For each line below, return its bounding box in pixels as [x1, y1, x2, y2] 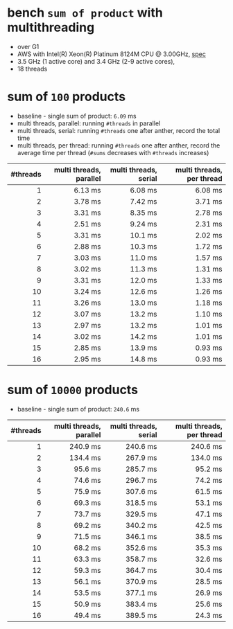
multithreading [7, 19, 95, 35]
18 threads [17, 64, 48, 73]
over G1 [17, 42, 40, 51]
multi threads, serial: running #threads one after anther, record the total [17, 126, 221, 134]
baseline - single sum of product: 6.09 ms [17, 112, 137, 120]
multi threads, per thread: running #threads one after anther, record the [17, 141, 221, 150]
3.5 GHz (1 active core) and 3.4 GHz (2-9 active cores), [17, 57, 175, 65]
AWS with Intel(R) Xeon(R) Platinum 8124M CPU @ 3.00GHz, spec [17, 50, 206, 58]
